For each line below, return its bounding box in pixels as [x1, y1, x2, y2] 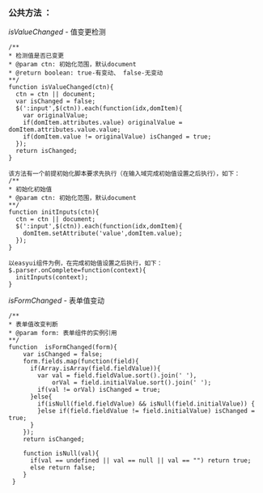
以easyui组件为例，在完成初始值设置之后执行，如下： [8, 259, 163, 268]
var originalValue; [23, 112, 89, 120]
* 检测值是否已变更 [8, 52, 65, 60]
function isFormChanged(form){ [8, 343, 117, 351]
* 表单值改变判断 [8, 321, 58, 329]
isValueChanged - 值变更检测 [8, 27, 107, 37]
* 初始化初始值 [8, 185, 53, 193]
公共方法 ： [8, 6, 53, 18]
